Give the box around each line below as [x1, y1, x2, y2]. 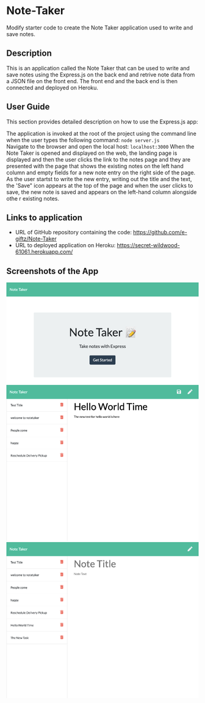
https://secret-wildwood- [117, 242, 180, 249]
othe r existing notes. [6, 195, 60, 202]
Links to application [6, 212, 83, 223]
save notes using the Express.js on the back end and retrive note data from [6, 71, 195, 78]
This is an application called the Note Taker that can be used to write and [6, 64, 190, 72]
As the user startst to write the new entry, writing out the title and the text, [6, 175, 192, 182]
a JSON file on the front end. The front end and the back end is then [6, 77, 178, 84]
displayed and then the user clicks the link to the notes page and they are [6, 155, 191, 163]
